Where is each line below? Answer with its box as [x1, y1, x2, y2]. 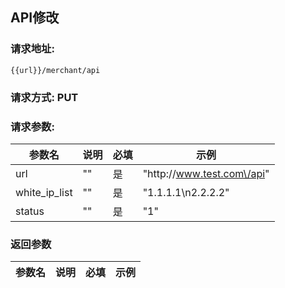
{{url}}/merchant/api [10, 65, 101, 75]
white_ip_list [15, 185, 73, 199]
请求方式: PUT [10, 90, 79, 104]
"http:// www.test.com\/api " [142, 166, 270, 180]
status [15, 204, 45, 218]
